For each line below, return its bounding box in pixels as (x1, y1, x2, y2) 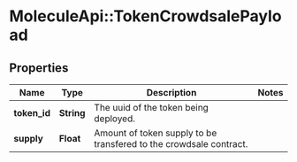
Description (146, 87, 197, 98)
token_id (13, 107, 51, 119)
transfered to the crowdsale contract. (94, 138, 248, 150)
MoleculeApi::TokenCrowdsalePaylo (9, 6, 282, 27)
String (58, 107, 86, 119)
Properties (9, 60, 69, 75)
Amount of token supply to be (94, 127, 217, 139)
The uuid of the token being (94, 102, 209, 113)
